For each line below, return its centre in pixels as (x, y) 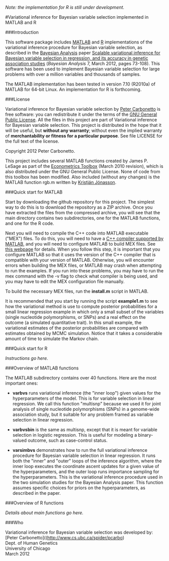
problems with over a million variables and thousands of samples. (73, 74)
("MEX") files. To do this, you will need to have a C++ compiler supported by (84, 239)
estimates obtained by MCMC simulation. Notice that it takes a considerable (84, 333)
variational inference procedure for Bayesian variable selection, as (74, 47)
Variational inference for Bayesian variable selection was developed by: (79, 532)
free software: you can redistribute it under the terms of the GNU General (81, 114)
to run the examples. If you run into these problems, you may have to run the (84, 271)
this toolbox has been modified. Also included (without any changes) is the (82, 177)
